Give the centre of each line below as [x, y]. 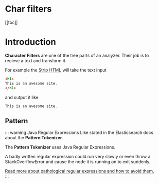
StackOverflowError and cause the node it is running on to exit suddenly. [78, 162]
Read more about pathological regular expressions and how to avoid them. [79, 171]
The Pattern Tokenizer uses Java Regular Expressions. [60, 147]
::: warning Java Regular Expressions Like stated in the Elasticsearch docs [79, 133]
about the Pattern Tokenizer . [34, 138]
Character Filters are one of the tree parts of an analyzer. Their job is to [77, 55]
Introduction [31, 42]
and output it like [22, 97]
